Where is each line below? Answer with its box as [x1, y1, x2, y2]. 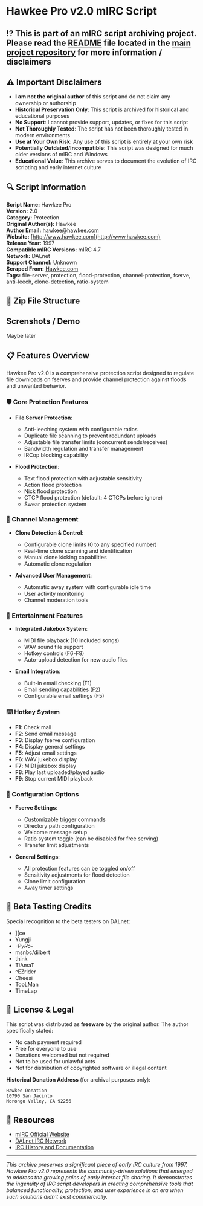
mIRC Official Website [14, 1131, 69, 1138]
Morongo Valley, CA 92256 [6, 1098, 71, 1104]
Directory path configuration [24, 822, 95, 829]
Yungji [14, 935, 31, 943]
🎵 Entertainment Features [6, 611, 83, 620]
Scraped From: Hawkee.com [6, 265, 79, 272]
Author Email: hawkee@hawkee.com [6, 227, 100, 234]
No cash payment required [14, 1039, 82, 1046]
